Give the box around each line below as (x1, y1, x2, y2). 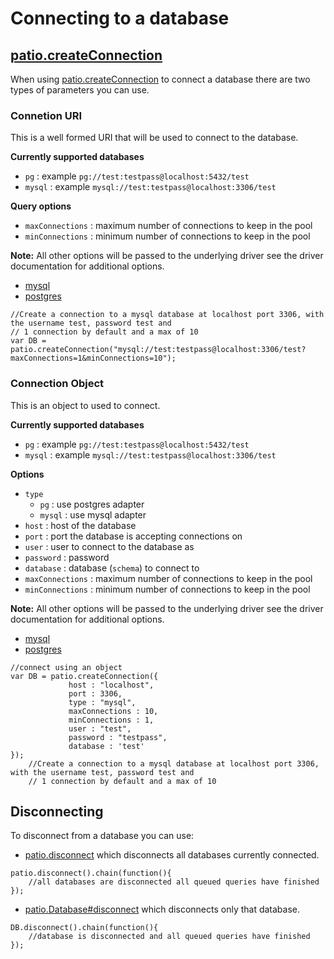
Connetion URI (10, 108, 83, 122)
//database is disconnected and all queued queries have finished (28, 932, 311, 942)
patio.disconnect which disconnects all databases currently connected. (24, 849, 320, 861)
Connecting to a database (10, 7, 230, 30)
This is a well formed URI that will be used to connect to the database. (10, 132, 299, 144)
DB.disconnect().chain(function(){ (10, 923, 159, 933)
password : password (24, 551, 110, 563)
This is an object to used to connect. (10, 399, 161, 411)
